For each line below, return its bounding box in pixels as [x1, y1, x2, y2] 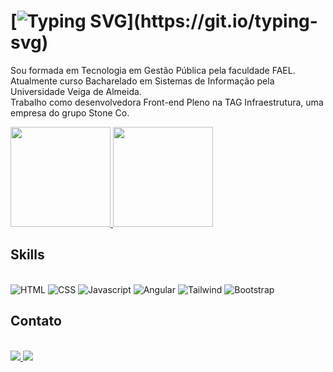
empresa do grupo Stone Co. [10, 106, 130, 119]
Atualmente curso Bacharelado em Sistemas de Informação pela [10, 75, 275, 87]
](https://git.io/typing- [126, 10, 318, 33]
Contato [10, 313, 62, 330]
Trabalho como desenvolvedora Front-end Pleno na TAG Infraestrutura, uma [10, 96, 324, 108]
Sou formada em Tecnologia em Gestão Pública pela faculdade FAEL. [10, 64, 296, 76]
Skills [10, 246, 45, 264]
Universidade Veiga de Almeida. [10, 85, 142, 97]
